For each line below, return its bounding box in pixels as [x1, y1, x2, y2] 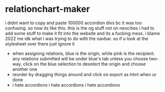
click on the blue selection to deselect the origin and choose [23, 61, 146, 67]
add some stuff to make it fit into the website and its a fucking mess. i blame [5, 30, 160, 36]
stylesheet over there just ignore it [5, 41, 75, 46]
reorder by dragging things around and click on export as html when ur [12, 71, 157, 77]
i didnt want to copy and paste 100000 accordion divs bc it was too [5, 20, 142, 26]
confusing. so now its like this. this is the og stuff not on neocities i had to [5, 25, 155, 31]
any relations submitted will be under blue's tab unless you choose [12, 55, 148, 61]
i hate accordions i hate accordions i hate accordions [12, 82, 120, 88]
